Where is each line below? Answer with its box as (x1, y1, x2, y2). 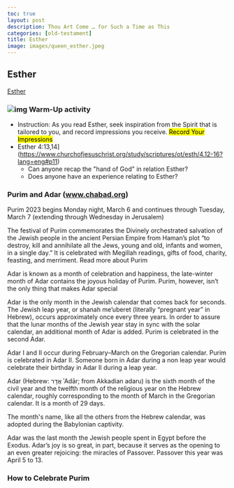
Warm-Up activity (29, 104, 91, 114)
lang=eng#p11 (17, 158, 58, 166)
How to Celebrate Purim (7, 473, 90, 483)
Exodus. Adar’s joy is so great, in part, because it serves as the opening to (7, 441, 221, 450)
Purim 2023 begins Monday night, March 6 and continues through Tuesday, (7, 205, 225, 214)
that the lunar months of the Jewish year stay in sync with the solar (7, 320, 200, 329)
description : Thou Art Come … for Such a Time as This (7, 23, 170, 30)
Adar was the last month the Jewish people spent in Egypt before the (7, 434, 206, 442)
